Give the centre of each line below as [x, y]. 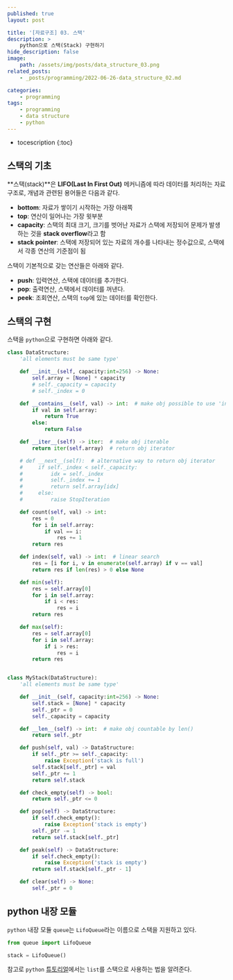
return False [63, 430]
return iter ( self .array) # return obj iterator [104, 448]
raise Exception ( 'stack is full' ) [94, 761]
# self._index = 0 [59, 391]
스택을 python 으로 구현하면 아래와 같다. [60, 339]
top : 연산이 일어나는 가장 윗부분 [60, 216]
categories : [24, 90]
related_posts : [29, 71]
